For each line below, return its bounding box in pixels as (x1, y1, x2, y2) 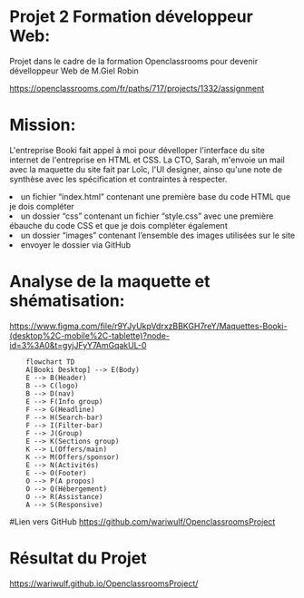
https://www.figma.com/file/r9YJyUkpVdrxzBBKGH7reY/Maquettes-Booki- (9, 320, 288, 331)
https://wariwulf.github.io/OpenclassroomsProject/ (9, 578, 199, 589)
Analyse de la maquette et (9, 271, 211, 292)
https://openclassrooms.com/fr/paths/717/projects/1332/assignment (9, 83, 265, 93)
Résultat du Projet (9, 548, 147, 568)
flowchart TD (25, 357, 75, 367)
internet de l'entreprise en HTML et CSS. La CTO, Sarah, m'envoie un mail (9, 154, 286, 165)
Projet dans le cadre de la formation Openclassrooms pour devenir (9, 55, 259, 66)
